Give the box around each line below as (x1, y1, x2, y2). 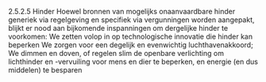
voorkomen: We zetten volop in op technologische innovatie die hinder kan (8, 32, 253, 41)
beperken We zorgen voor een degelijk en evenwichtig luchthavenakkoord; (8, 40, 254, 50)
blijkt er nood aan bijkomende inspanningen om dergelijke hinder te (8, 24, 229, 32)
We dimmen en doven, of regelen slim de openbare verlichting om (8, 49, 225, 58)
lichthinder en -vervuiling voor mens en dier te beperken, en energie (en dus (8, 57, 258, 66)
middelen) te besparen (8, 65, 83, 74)
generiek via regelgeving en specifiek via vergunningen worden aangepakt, (8, 15, 255, 24)
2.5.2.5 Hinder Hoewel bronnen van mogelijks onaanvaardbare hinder (8, 7, 236, 16)
